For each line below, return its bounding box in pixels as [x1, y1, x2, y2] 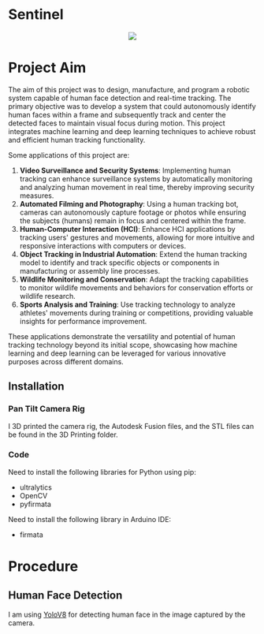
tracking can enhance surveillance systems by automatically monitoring [19, 173, 253, 183]
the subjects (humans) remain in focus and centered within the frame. [19, 215, 247, 226]
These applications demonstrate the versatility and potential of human [8, 331, 236, 341]
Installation [8, 380, 65, 393]
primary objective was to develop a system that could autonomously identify [8, 101, 256, 111]
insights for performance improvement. [19, 316, 147, 326]
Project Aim [8, 59, 87, 76]
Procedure [8, 558, 79, 576]
